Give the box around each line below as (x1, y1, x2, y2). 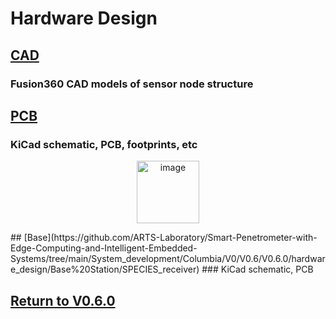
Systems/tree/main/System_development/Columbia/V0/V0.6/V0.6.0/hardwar (10, 253, 326, 265)
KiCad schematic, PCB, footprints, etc (10, 137, 198, 151)
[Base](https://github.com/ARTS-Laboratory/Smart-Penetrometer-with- (23, 232, 318, 244)
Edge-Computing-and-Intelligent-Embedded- (10, 242, 198, 254)
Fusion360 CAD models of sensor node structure (10, 77, 254, 91)
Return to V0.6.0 (10, 292, 116, 309)
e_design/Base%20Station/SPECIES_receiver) (10, 263, 200, 276)
